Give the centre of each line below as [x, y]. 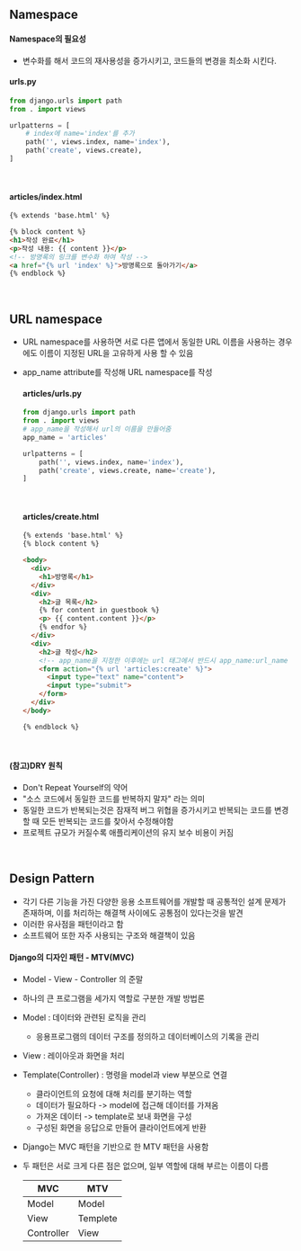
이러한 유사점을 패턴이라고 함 [73, 924]
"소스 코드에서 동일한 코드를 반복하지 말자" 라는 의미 [113, 799]
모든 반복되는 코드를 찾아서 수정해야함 [108, 821]
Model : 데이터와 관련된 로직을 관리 [84, 1017]
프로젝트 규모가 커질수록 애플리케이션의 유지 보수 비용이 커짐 [128, 832]
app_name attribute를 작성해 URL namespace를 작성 [117, 372]
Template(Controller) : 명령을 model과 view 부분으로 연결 [124, 1075]
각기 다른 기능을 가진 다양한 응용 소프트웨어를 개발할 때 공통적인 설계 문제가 [154, 901]
